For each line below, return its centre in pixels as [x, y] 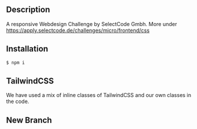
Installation [27, 49]
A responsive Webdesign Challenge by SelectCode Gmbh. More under [92, 24]
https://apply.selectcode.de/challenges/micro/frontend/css [78, 30]
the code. [18, 101]
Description [28, 10]
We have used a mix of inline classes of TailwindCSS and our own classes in [99, 95]
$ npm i [16, 62]
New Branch [29, 120]
